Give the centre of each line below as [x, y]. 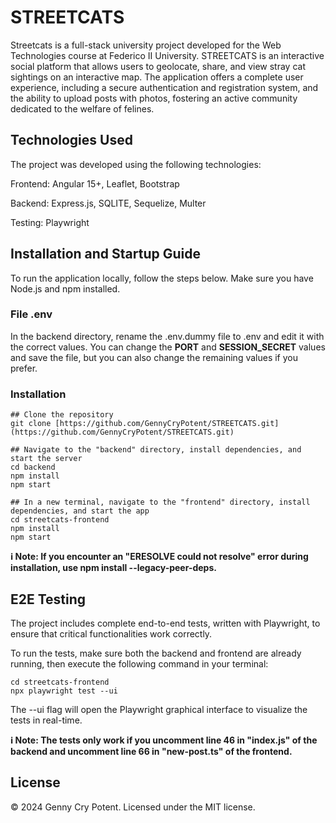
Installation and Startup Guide [106, 254]
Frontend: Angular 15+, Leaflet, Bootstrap [95, 183]
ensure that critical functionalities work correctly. [111, 633]
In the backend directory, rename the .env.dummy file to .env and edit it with [167, 336]
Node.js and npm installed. [65, 288]
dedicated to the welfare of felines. [82, 108]
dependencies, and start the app [80, 511]
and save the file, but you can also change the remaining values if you [154, 357]
